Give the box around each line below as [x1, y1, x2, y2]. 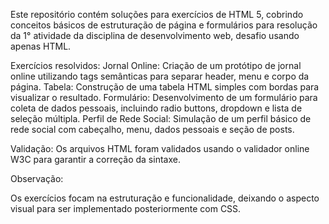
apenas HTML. [10, 40, 72, 52]
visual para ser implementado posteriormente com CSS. [10, 203, 242, 214]
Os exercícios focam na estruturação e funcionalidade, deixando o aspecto [10, 192, 320, 204]
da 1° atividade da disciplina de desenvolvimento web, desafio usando [10, 30, 300, 41]
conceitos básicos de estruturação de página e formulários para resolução [10, 19, 318, 31]
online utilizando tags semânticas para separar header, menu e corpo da [10, 70, 310, 82]
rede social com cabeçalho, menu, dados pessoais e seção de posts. [10, 124, 295, 135]
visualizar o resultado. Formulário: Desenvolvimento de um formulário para [10, 92, 318, 103]
